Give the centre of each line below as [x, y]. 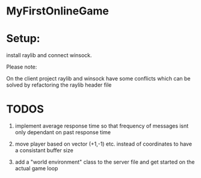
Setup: [23, 39]
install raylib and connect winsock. [49, 55]
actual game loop [36, 168]
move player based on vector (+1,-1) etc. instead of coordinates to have [104, 144]
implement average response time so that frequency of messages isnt [102, 126]
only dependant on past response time [63, 132]
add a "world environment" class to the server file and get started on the [105, 162]
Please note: [22, 67]
